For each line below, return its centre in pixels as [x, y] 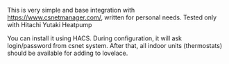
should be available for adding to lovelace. [68, 53]
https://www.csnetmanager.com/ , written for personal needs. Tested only [112, 17]
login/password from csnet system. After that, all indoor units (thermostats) [115, 46]
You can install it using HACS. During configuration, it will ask [95, 38]
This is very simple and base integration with [71, 10]
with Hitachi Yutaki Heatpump [50, 25]
